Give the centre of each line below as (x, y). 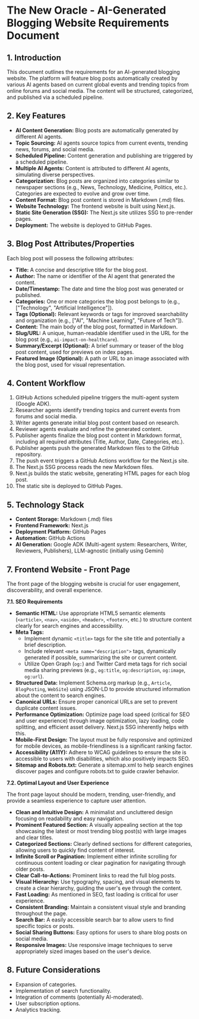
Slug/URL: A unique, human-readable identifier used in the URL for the (102, 333)
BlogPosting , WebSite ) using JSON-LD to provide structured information (103, 689)
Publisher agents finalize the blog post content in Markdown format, (98, 436)
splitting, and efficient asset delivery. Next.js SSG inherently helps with (102, 727)
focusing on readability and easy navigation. (70, 818)
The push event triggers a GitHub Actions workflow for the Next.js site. (102, 461)
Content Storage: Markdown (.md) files (64, 519)
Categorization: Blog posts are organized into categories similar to (97, 181)
